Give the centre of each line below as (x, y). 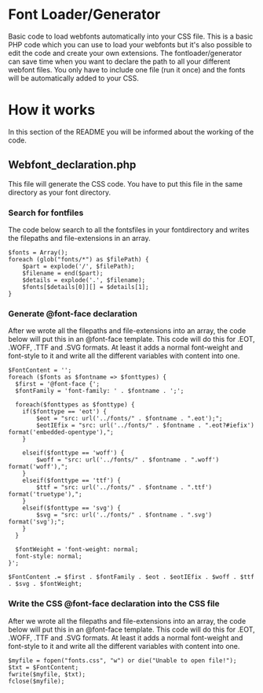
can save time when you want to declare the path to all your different (119, 61)
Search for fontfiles (46, 213)
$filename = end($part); (63, 273)
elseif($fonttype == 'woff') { (73, 453)
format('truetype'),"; (45, 495)
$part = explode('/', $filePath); (79, 266)
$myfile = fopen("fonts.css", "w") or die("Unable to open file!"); (122, 660)
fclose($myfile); (37, 681)
